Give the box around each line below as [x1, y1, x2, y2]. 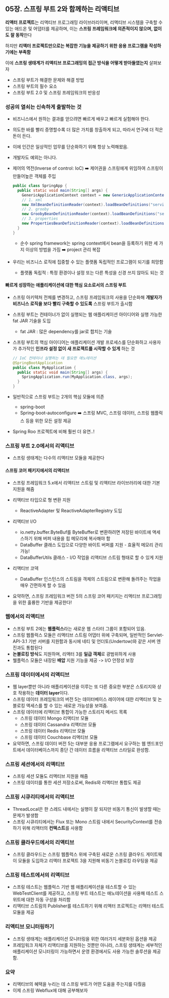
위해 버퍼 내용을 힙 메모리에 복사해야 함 [33, 535, 110, 541]
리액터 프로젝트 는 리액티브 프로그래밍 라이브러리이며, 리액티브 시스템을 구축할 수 [5, 19, 163, 25]
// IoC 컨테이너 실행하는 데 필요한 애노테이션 [12, 355, 97, 361]
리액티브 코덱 [12, 565, 39, 571]
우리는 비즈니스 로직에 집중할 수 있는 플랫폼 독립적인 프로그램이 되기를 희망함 [12, 259, 164, 265]
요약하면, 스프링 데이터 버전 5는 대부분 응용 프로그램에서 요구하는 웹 [12, 741, 146, 747]
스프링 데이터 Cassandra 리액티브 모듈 [20, 722, 97, 728]
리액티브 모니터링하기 [5, 923, 54, 930]
